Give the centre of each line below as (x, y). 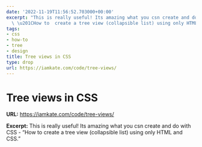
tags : (13, 29)
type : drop (20, 62)
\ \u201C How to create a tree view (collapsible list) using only (98, 23)
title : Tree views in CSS (38, 57)
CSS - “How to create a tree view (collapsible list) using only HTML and (94, 133)
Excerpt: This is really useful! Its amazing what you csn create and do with (99, 126)
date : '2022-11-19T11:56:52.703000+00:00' (60, 12)
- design (17, 51)
